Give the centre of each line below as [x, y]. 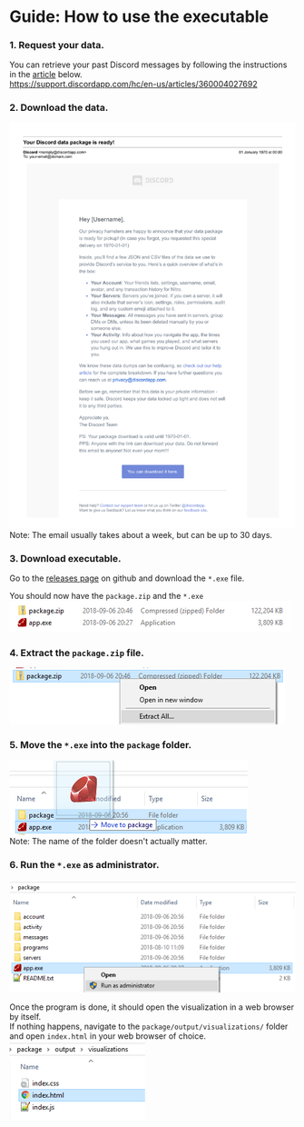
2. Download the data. [59, 108]
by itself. [25, 1017]
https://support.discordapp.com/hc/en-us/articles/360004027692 [133, 85]
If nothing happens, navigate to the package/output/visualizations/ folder [149, 1027]
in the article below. [46, 75]
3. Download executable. [65, 558]
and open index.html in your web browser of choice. [108, 1036]
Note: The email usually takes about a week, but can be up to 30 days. [141, 534]
